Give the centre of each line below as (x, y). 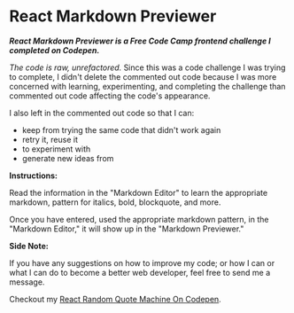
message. (27, 282)
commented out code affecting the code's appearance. (110, 96)
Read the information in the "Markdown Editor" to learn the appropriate (139, 192)
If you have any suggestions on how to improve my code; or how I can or (142, 262)
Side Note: (29, 246)
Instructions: (34, 176)
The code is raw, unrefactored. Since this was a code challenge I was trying (147, 67)
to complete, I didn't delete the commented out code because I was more (143, 76)
